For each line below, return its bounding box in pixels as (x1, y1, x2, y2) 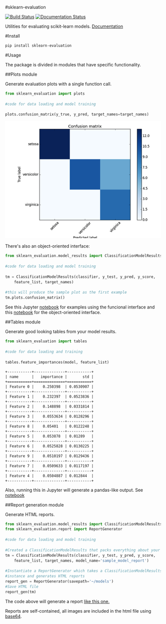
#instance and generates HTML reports (5, 574, 85, 579)
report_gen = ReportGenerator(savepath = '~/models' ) (5, 579, 114, 584)
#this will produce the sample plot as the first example (5, 290, 127, 295)
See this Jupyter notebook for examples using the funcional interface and (5, 304, 155, 310)
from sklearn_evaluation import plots (5, 91, 85, 96)
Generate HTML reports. (5, 511, 55, 517)
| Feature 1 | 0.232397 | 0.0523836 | (5, 394, 94, 399)
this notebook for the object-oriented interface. (5, 310, 101, 315)
